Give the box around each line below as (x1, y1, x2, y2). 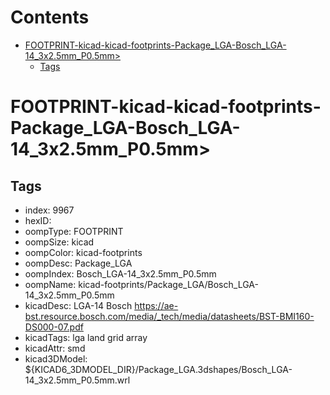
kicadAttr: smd (24, 342, 86, 354)
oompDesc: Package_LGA (24, 257, 133, 269)
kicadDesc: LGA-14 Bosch (24, 299, 133, 311)
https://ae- (134, 299, 179, 311)
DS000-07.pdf (24, 321, 84, 333)
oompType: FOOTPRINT (24, 225, 124, 237)
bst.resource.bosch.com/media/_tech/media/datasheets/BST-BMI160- (24, 310, 315, 322)
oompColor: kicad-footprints (24, 246, 143, 258)
